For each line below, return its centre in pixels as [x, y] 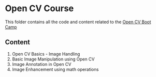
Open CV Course [39, 8]
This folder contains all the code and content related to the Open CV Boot [78, 22]
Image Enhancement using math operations [55, 69]
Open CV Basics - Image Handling [46, 54]
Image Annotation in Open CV [42, 64]
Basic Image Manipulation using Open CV [53, 59]
